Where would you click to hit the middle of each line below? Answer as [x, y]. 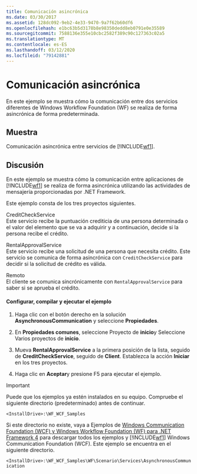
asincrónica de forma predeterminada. [53, 113]
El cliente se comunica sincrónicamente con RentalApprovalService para [94, 282]
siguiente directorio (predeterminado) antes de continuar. [76, 403]
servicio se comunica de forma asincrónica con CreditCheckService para [94, 258]
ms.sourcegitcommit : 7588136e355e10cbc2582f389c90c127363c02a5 [86, 34]
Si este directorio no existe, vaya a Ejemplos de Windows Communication [95, 425]
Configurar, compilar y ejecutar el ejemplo [59, 301]
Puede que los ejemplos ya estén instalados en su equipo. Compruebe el [95, 397]
